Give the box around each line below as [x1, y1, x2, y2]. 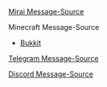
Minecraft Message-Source [8, 23, 100, 31]
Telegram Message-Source [8, 54, 99, 63]
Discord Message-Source [8, 69, 94, 79]
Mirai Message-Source [8, 7, 84, 16]
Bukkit [19, 38, 42, 48]
